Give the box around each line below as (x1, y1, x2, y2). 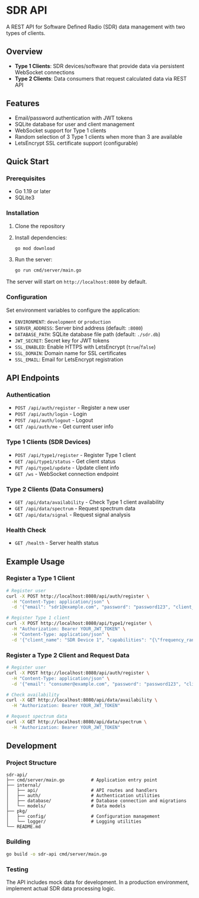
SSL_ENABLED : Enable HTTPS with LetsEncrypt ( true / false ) (14, 343, 156, 350)
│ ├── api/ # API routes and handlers (6, 788, 158, 794)
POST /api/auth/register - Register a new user (14, 404, 130, 411)
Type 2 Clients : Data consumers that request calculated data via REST (14, 75, 187, 82)
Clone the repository (14, 222, 65, 229)
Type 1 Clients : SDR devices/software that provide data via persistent (14, 62, 185, 69)
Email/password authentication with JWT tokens (14, 114, 133, 122)
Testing (6, 865, 28, 873)
